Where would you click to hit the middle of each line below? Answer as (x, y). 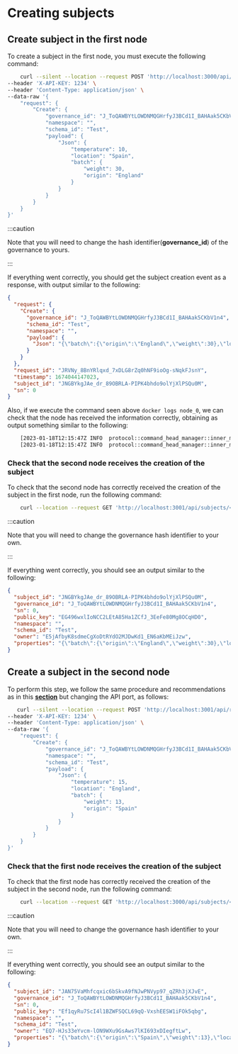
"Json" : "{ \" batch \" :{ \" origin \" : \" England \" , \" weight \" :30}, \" (130, 344)
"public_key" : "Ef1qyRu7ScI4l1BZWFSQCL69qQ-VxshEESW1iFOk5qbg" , (110, 1011)
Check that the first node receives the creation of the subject (114, 866)
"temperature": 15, (100, 782)
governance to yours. (39, 250)
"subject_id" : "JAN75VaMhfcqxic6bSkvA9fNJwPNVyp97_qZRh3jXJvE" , (110, 992)
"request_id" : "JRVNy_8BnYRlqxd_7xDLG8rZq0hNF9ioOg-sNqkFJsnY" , (110, 370)
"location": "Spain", (102, 156)
